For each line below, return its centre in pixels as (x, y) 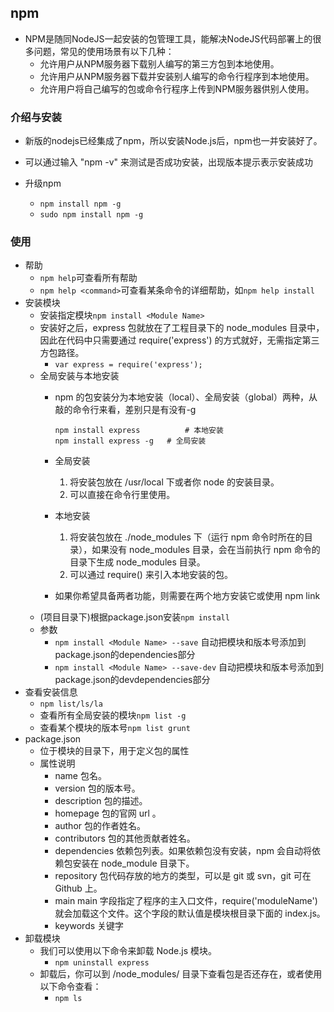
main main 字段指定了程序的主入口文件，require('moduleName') (186, 901)
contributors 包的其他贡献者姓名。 (125, 838)
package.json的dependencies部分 (125, 655)
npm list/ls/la (71, 704)
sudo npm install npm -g (91, 215)
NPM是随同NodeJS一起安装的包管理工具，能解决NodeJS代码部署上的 (168, 38)
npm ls (68, 999)
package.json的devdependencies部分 (132, 680)
